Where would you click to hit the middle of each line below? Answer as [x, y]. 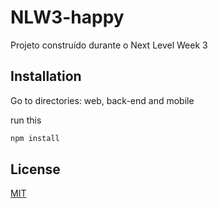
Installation [46, 76]
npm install [35, 138]
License [35, 169]
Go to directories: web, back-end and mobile [102, 100]
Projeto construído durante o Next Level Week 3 [109, 45]
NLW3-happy [67, 17]
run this [26, 120]
